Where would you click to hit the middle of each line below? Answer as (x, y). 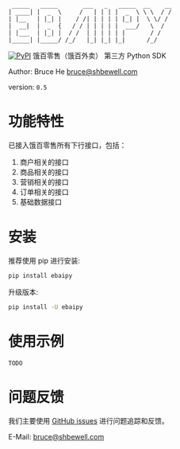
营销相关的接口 (44, 182)
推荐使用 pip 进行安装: (44, 260)
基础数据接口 (40, 201)
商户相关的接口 (44, 162)
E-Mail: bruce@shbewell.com (56, 436)
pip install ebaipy (40, 275)
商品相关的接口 (44, 172)
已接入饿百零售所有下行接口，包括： (67, 145)
